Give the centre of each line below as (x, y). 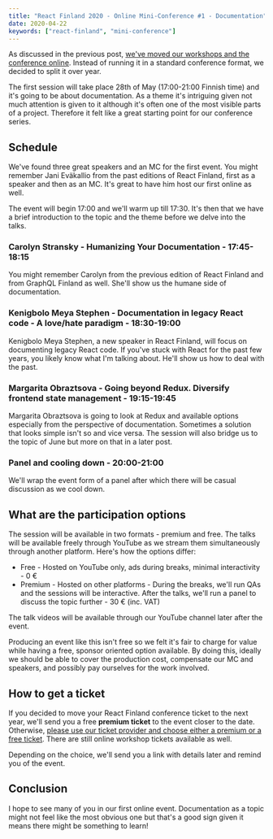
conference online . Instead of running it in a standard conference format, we (136, 63)
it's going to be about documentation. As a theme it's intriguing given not (130, 96)
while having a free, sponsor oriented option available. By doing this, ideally (135, 650)
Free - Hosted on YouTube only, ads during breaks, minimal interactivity (140, 567)
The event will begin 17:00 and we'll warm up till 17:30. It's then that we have (136, 209)
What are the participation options (97, 514)
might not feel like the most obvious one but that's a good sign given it (126, 817)
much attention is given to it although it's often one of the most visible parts (135, 104)
